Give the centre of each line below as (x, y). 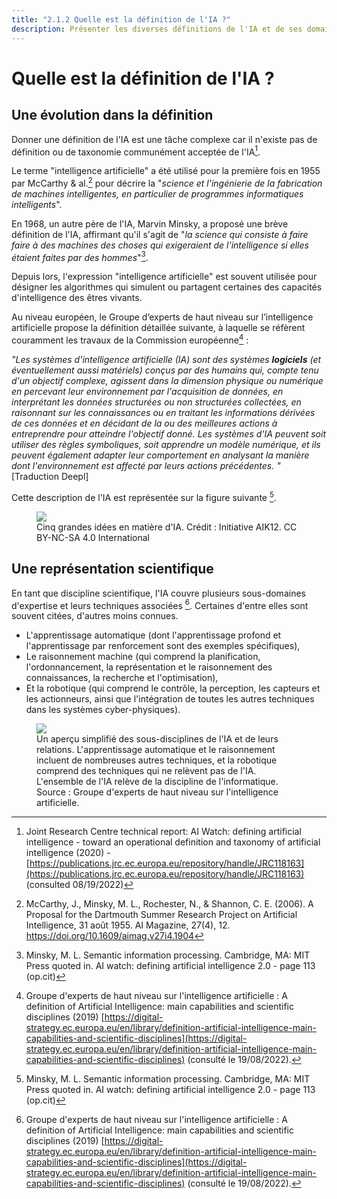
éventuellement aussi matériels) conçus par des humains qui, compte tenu (165, 370)
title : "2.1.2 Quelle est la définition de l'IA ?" (121, 19)
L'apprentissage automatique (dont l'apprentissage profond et (153, 635)
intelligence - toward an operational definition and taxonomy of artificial (173, 842)
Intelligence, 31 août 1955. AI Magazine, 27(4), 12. (128, 925)
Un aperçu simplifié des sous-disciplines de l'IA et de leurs (157, 739)
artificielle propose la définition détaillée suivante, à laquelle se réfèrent (158, 328)
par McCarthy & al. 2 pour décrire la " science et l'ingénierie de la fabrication (167, 182)
